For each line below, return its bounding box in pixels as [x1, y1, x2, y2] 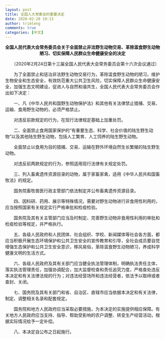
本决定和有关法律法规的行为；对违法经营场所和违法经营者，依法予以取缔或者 [5, 273, 160, 278]
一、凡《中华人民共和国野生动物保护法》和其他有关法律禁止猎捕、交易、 [13, 101, 160, 106]
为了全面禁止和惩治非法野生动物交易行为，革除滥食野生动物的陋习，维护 [13, 71, 160, 77]
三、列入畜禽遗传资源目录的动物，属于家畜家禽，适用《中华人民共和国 [13, 171, 156, 177]
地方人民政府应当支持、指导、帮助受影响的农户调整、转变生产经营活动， [9, 312, 156, 318]
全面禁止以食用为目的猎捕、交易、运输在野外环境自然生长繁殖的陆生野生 [13, 144, 160, 150]
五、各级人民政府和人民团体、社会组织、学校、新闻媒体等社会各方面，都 [13, 232, 160, 237]
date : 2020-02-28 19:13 [5, 16, 54, 21]
